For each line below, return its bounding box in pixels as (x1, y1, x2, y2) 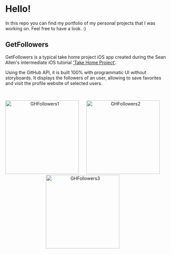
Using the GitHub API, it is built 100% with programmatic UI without (5, 69, 146, 75)
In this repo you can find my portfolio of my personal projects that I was (5, 20, 156, 26)
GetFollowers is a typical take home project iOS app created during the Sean (5, 54, 166, 60)
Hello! (5, 3, 31, 15)
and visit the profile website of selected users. (5, 80, 103, 86)
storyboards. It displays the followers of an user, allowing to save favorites (5, 75, 162, 81)
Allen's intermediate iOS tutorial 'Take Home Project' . (5, 59, 116, 66)
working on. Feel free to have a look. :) (5, 25, 86, 31)
